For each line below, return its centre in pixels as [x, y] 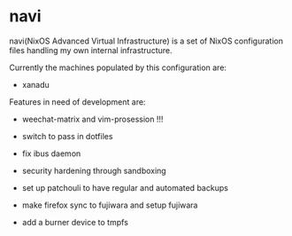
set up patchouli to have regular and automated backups [125, 187]
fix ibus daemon [51, 153]
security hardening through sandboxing [94, 170]
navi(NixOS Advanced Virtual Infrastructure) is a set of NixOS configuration [146, 41]
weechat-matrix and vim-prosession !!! [92, 119]
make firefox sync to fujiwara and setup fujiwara [110, 205]
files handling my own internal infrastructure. [91, 50]
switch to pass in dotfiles [67, 136]
